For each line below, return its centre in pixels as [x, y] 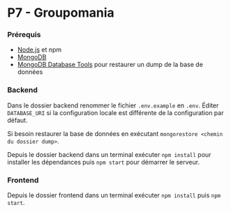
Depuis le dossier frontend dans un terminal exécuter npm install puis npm [114, 195]
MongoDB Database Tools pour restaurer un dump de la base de [110, 65]
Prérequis [24, 35]
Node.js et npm [39, 50]
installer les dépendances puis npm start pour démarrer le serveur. [104, 162]
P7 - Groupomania [61, 13]
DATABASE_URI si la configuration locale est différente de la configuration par [115, 112]
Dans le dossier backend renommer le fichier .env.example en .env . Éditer [113, 105]
